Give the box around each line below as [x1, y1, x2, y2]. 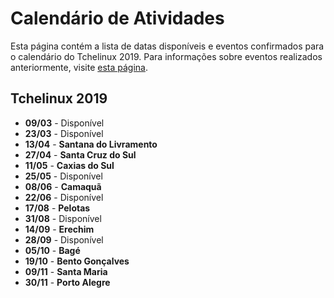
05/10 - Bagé [24, 244, 81, 256]
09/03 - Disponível [24, 117, 105, 129]
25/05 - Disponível [24, 170, 103, 182]
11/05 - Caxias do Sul [24, 159, 115, 171]
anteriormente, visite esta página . [10, 61, 149, 73]
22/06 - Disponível [24, 191, 104, 203]
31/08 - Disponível [24, 212, 102, 224]
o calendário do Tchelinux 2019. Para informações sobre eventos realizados [10, 50, 323, 62]
